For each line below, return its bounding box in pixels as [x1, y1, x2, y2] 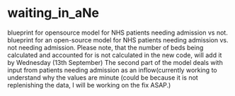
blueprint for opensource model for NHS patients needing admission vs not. [7, 28, 228, 37]
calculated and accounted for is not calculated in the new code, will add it [7, 51, 222, 59]
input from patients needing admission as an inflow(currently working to [7, 66, 217, 74]
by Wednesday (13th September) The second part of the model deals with [7, 58, 223, 66]
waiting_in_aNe [7, 5, 99, 21]
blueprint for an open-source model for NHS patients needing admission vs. [7, 35, 229, 44]
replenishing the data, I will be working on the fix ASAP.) [7, 80, 171, 89]
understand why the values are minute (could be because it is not [7, 73, 198, 82]
